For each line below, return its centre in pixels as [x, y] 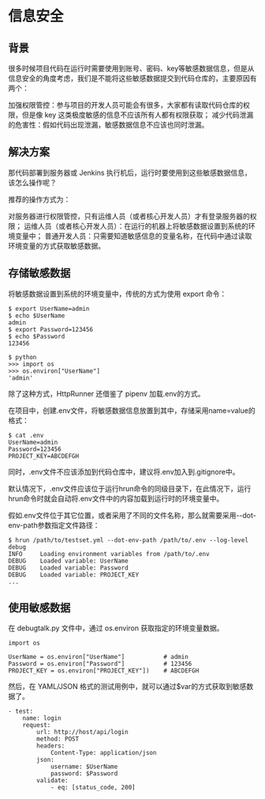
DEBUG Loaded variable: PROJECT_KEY [74, 574]
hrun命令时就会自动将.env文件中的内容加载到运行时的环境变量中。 [116, 498]
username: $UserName [84, 767]
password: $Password [84, 774]
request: [37, 725]
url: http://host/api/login [82, 733]
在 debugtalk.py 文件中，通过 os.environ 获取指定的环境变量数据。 [116, 628]
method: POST [58, 739]
